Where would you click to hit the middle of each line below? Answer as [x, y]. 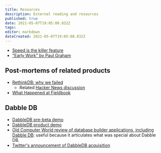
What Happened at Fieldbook [41, 92]
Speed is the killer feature [38, 50]
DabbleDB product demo [37, 124]
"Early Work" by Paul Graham [41, 55]
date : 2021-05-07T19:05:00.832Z [38, 23]
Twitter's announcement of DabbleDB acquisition [61, 145]
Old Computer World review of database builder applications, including [83, 130]
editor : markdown [23, 32]
